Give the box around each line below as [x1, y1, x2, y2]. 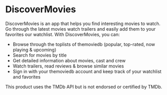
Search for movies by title [12, 52, 67, 58]
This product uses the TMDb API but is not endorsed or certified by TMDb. [5, 83, 162, 90]
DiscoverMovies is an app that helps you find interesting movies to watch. [5, 20, 161, 27]
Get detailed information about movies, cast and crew [12, 57, 126, 63]
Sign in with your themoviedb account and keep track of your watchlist [12, 68, 162, 75]
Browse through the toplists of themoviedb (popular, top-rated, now [12, 41, 155, 47]
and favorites [12, 74, 41, 80]
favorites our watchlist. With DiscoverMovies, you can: [5, 31, 120, 37]
